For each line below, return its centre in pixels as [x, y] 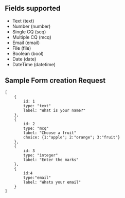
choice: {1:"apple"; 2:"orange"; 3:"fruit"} [72, 137]
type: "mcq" [36, 128]
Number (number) [31, 26]
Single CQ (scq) [29, 32]
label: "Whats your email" [52, 182]
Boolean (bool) [28, 53]
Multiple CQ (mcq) [32, 37]
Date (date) [24, 59]
